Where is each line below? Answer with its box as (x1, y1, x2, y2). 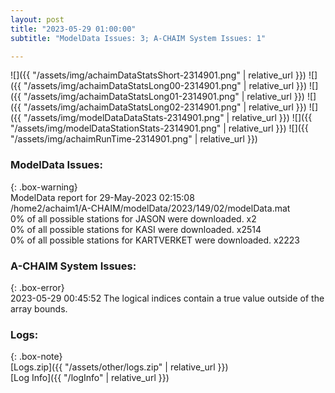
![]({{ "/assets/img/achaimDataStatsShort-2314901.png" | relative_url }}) (10, 69, 307, 81)
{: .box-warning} (10, 181, 78, 193)
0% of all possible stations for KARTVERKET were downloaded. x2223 (10, 234, 300, 246)
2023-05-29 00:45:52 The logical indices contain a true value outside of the (10, 292, 325, 304)
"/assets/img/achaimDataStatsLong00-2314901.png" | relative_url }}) (23, 80, 308, 92)
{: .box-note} (10, 351, 63, 363)
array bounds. (10, 302, 68, 315)
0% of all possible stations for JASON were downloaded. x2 (10, 212, 257, 225)
